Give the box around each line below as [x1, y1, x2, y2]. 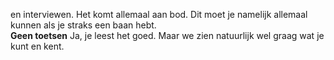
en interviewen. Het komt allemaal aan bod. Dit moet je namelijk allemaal [10, 9, 308, 20]
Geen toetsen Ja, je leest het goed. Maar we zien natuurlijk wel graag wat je [10, 30, 325, 41]
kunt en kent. [10, 40, 65, 52]
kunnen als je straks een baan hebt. [10, 19, 157, 31]
